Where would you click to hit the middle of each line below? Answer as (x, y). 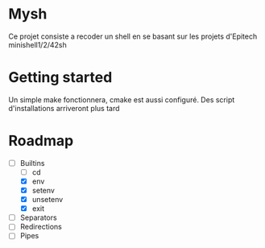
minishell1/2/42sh (37, 44)
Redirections (41, 227)
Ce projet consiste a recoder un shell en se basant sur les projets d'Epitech (133, 36)
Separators (39, 217)
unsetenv (48, 200)
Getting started (60, 78)
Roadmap (41, 141)
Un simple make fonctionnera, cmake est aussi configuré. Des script (122, 99)
